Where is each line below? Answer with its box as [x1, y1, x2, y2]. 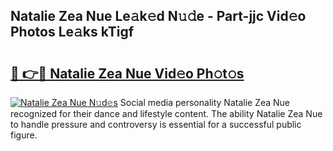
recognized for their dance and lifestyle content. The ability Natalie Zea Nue [10, 108, 323, 119]
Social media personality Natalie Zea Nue [119, 97, 291, 108]
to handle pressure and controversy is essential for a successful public [10, 119, 302, 130]
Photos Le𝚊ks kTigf [10, 24, 135, 41]
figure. [10, 129, 38, 141]
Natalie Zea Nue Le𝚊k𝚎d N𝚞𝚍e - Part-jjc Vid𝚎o [10, 8, 307, 25]
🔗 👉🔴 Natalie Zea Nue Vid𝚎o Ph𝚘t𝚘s [10, 65, 245, 82]
